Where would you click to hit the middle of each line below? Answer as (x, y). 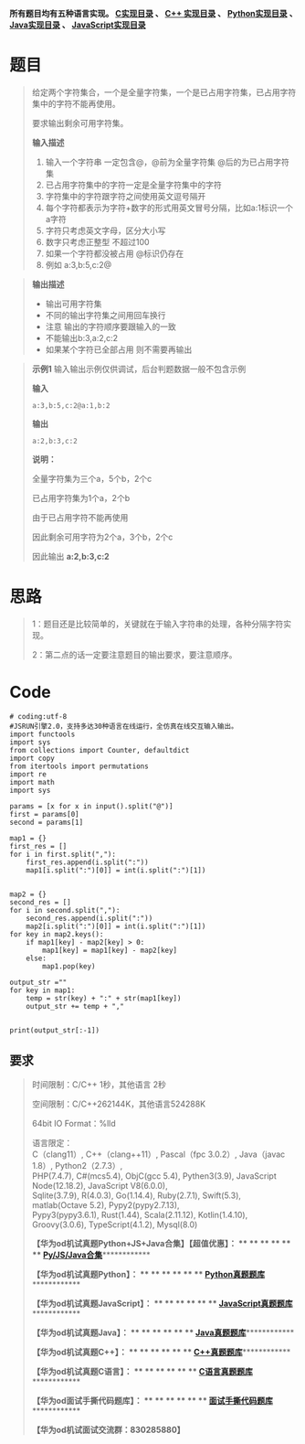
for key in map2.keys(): (57, 934)
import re (28, 774)
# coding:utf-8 (38, 716)
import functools (42, 734)
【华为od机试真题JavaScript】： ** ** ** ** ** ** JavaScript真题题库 (163, 1303)
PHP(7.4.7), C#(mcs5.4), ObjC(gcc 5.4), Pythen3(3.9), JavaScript (154, 1176)
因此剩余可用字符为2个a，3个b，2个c (102, 537)
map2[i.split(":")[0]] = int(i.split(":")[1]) (116, 926)
